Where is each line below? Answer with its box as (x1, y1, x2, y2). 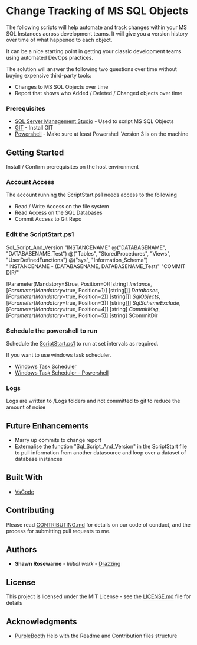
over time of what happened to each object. (6, 36, 113, 43)
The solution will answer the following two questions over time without (6, 65, 177, 72)
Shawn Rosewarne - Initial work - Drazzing (14, 560, 121, 567)
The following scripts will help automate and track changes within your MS (6, 24, 188, 31)
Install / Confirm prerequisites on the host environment (6, 163, 139, 170)
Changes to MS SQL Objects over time (14, 83, 109, 90)
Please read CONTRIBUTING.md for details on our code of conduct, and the (6, 521, 191, 528)
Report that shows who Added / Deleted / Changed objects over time (14, 89, 183, 96)
